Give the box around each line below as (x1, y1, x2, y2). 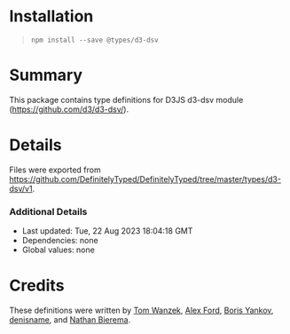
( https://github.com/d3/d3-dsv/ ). (9, 104, 129, 115)
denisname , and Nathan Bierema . (9, 314, 131, 325)
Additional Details (9, 205, 88, 218)
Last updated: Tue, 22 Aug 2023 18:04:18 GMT (21, 226, 193, 236)
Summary (9, 65, 82, 85)
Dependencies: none (21, 235, 99, 246)
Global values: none (21, 244, 95, 255)
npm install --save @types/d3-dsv (30, 36, 159, 44)
